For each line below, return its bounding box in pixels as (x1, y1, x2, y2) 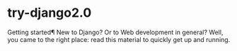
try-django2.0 (7, 5, 92, 21)
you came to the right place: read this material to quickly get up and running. (7, 35, 231, 43)
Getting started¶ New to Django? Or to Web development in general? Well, (7, 28, 224, 36)
